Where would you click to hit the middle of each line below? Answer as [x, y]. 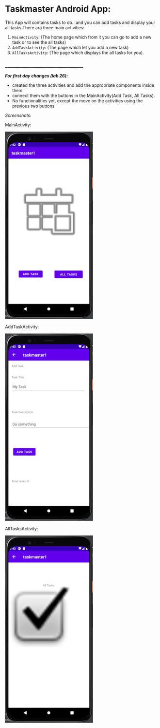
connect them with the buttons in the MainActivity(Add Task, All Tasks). [83, 96]
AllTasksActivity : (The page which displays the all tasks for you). [78, 53]
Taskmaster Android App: [58, 9]
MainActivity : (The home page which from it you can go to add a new [82, 37]
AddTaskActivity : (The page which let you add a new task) [70, 47]
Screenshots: [18, 115]
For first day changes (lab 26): [37, 76]
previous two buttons [33, 106]
